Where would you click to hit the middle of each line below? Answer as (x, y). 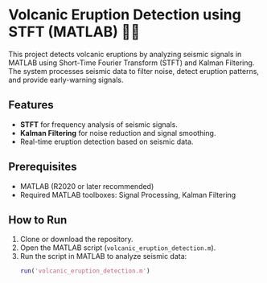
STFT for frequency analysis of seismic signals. (99, 124)
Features (31, 105)
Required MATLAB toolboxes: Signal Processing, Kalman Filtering (128, 195)
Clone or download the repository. (77, 240)
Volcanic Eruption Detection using (125, 15)
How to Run (38, 220)
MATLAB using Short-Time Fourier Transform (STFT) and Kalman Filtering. (131, 63)
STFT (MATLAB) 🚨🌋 (74, 32)
